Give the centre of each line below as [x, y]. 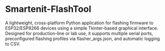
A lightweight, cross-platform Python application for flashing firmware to [79, 23]
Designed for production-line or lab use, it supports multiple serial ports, [79, 33]
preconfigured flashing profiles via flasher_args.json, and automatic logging [82, 39]
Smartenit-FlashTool [48, 9]
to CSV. [13, 44]
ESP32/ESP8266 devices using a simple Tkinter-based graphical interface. [82, 28]
